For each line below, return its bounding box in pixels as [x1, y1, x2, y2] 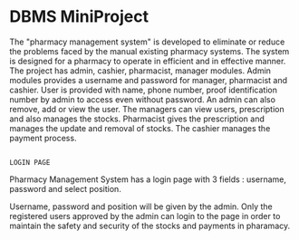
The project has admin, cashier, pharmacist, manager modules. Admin [9, 65, 272, 76]
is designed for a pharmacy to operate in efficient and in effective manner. [9, 55, 286, 66]
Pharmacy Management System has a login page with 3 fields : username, [9, 174, 287, 185]
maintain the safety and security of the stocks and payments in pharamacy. [9, 220, 291, 231]
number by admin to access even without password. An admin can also [9, 93, 276, 105]
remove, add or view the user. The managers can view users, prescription [9, 103, 285, 114]
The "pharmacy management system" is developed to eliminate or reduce [9, 36, 285, 47]
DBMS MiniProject [9, 6, 149, 27]
